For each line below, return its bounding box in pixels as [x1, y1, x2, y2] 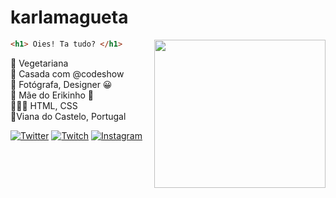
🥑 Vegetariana [10, 57, 69, 69]
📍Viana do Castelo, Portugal [10, 110, 127, 122]
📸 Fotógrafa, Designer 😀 [10, 78, 113, 90]
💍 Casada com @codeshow [10, 67, 125, 80]
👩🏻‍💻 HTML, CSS [10, 99, 78, 111]
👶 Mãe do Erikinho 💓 [10, 89, 94, 101]
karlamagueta [10, 6, 129, 29]
